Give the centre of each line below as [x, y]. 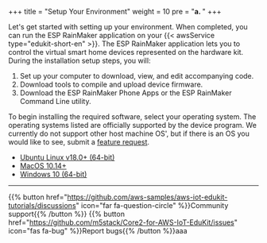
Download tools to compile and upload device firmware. [111, 84]
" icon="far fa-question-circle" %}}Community [152, 205]
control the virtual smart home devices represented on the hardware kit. [126, 52]
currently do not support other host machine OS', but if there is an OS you [129, 133]
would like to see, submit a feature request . [79, 142]
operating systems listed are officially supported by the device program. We [132, 125]
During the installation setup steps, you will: [79, 60]
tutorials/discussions [43, 205]
